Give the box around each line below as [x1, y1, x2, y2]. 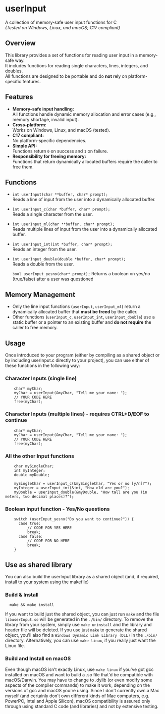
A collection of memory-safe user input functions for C [5, 19, 117, 25]
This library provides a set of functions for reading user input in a [5, 52, 138, 58]
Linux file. [5, 643, 25, 649]
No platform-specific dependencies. [12, 137, 87, 144]
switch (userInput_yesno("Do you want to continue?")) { [14, 517, 134, 522]
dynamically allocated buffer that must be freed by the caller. [12, 309, 138, 315]
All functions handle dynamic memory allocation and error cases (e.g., [12, 111, 156, 117]
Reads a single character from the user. [12, 211, 93, 217]
